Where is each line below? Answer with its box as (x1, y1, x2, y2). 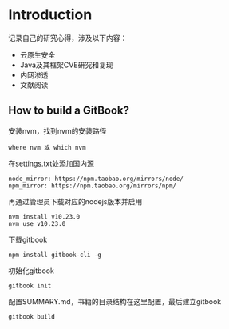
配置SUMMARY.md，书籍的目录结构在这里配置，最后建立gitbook (8, 296, 222, 306)
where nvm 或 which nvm (8, 143, 86, 151)
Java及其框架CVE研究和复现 (19, 60, 113, 70)
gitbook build (8, 312, 56, 321)
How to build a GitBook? (8, 104, 130, 118)
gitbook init (8, 282, 52, 290)
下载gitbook (8, 235, 48, 244)
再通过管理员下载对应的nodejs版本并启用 (8, 196, 143, 206)
